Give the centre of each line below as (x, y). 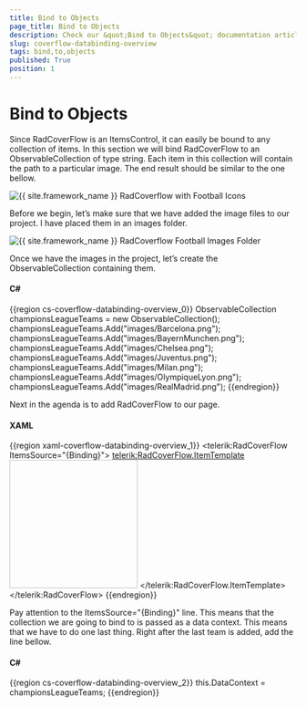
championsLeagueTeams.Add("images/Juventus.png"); (113, 358)
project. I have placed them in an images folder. (99, 223)
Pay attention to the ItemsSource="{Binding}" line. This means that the (142, 613)
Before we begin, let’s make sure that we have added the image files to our (149, 213)
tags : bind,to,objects (52, 52)
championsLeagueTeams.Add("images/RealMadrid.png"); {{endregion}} (144, 387)
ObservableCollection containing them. (83, 268)
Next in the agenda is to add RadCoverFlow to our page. (115, 405)
